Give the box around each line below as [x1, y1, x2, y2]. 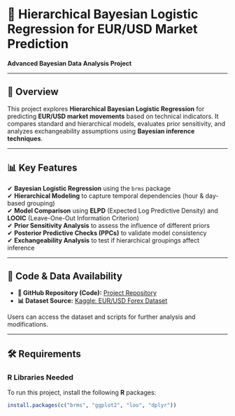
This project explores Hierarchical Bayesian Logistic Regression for [7, 104, 205, 113]
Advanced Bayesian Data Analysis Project [7, 59, 132, 67]
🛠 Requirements [7, 347, 82, 359]
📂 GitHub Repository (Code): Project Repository [17, 289, 157, 297]
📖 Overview [7, 86, 59, 98]
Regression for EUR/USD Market [7, 21, 198, 37]
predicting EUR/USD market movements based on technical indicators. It [7, 112, 219, 120]
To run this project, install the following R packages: [7, 388, 157, 397]
